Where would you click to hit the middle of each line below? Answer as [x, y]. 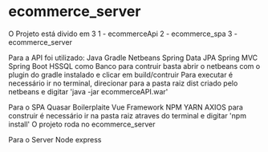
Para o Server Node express [55, 139]
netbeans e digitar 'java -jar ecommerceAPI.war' [88, 91]
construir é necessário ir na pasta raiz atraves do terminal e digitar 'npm [128, 115]
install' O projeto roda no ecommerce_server [82, 124]
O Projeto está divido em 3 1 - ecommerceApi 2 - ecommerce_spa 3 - [123, 34]
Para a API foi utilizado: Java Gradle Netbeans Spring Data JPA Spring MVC [133, 58]
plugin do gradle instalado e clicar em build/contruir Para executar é [121, 74]
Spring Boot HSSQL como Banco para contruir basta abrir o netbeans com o [134, 66]
